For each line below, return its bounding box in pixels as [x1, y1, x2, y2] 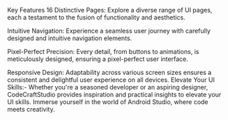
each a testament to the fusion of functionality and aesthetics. [7, 13, 186, 22]
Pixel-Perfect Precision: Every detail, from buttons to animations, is [7, 48, 199, 55]
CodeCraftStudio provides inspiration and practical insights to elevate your [7, 90, 222, 98]
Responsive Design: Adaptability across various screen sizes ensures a [7, 69, 212, 76]
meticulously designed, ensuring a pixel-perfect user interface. [7, 55, 188, 63]
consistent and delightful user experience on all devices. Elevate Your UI [7, 76, 215, 84]
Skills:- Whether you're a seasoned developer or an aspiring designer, [7, 83, 208, 91]
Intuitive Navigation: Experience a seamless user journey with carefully [7, 27, 211, 35]
